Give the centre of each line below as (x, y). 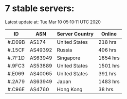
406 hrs (107, 50)
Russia (64, 50)
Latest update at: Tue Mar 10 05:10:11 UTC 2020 (53, 22)
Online (109, 33)
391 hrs (107, 73)
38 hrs (106, 89)
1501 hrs (109, 66)
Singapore (69, 58)
